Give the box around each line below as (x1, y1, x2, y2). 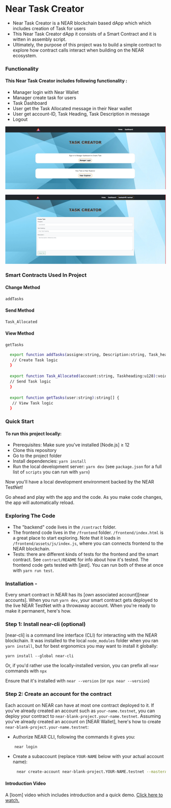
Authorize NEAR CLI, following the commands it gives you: (12, 734, 135, 740)
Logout (12, 116, 28, 122)
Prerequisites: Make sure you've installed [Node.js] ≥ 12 (12, 442, 130, 448)
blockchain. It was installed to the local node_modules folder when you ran (5, 638, 159, 644)
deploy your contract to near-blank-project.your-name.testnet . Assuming (5, 713, 161, 719)
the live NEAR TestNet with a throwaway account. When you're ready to (5, 602, 156, 609)
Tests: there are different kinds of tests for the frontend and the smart (12, 551, 159, 557)
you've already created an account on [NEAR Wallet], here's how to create (5, 718, 161, 724)
